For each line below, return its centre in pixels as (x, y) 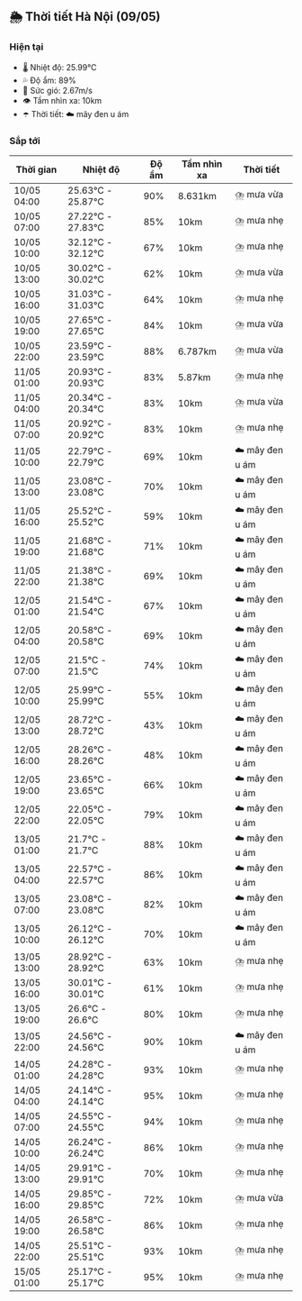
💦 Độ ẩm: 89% (49, 80)
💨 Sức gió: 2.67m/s (57, 90)
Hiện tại (27, 47)
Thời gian (36, 169)
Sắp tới (25, 141)
